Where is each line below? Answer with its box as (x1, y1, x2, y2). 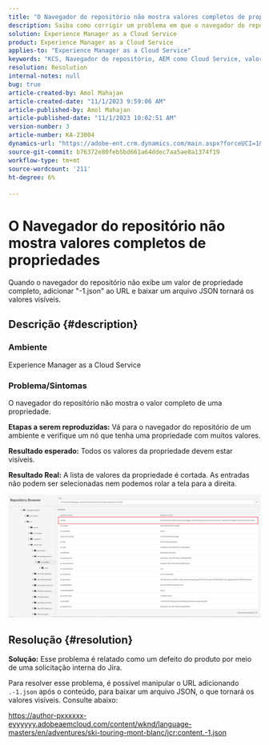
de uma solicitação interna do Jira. (8, 663, 122, 672)
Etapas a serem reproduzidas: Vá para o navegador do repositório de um (8, 423, 251, 432)
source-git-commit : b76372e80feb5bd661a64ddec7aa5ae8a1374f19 (8, 148, 220, 156)
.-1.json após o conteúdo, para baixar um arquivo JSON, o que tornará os (8, 687, 255, 696)
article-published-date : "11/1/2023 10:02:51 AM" (8, 114, 178, 122)
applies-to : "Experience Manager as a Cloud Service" (8, 46, 192, 55)
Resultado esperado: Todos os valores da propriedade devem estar (8, 447, 234, 456)
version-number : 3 (8, 122, 70, 131)
